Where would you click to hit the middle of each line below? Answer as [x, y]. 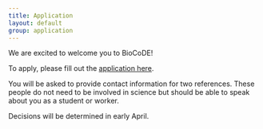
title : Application [41, 16]
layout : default [35, 23]
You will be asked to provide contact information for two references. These [131, 84]
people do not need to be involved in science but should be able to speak [129, 92]
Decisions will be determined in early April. [79, 116]
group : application [41, 30]
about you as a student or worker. [64, 101]
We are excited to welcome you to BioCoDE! [81, 53]
